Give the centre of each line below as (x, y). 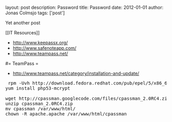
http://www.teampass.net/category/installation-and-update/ (76, 73)
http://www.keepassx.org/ (40, 43)
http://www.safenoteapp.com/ (45, 48)
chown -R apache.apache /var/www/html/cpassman (66, 114)
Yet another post (23, 23)
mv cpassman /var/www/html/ (40, 109)
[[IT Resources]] (23, 33)
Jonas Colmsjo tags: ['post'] (35, 13)
